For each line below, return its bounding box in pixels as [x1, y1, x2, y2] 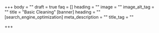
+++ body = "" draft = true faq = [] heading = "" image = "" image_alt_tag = [4, 4, 155, 10]
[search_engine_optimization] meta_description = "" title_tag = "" [4, 14, 134, 20]
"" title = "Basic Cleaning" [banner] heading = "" [4, 9, 101, 15]
